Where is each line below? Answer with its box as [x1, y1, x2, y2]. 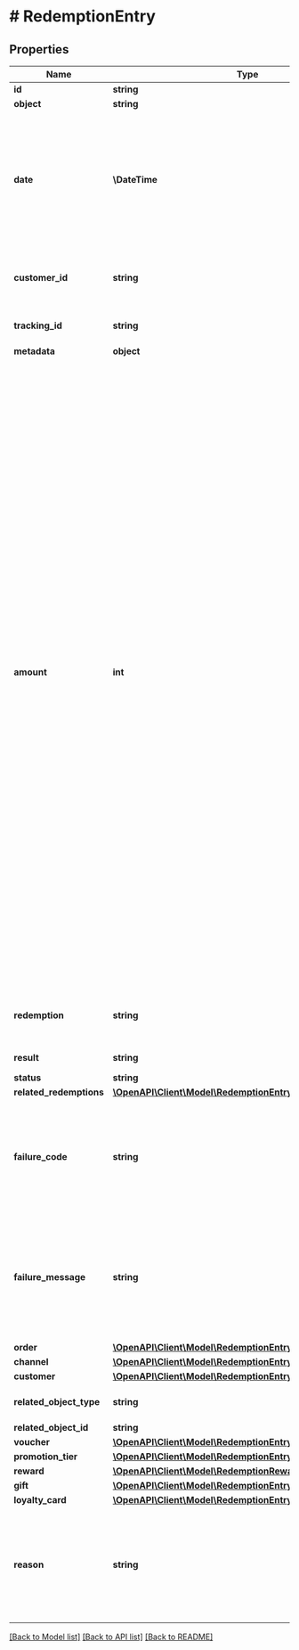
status [13, 1071, 42, 1084]
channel [13, 1356, 49, 1367]
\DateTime [112, 174, 158, 185]
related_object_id [13, 1422, 89, 1433]
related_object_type [13, 1396, 101, 1408]
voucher [13, 1436, 51, 1448]
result [13, 1052, 40, 1063]
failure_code [13, 1151, 69, 1162]
